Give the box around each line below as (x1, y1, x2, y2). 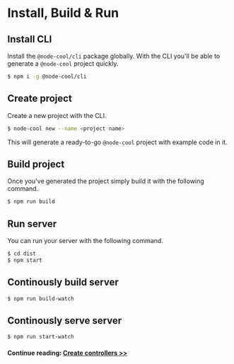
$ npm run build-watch (7, 295, 74, 302)
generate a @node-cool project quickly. (7, 59, 119, 68)
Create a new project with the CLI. (7, 111, 107, 119)
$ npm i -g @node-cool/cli (7, 73, 87, 80)
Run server (7, 218, 57, 230)
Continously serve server (7, 315, 122, 327)
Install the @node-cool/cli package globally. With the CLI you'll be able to (7, 52, 221, 60)
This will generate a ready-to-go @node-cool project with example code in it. (7, 138, 228, 146)
